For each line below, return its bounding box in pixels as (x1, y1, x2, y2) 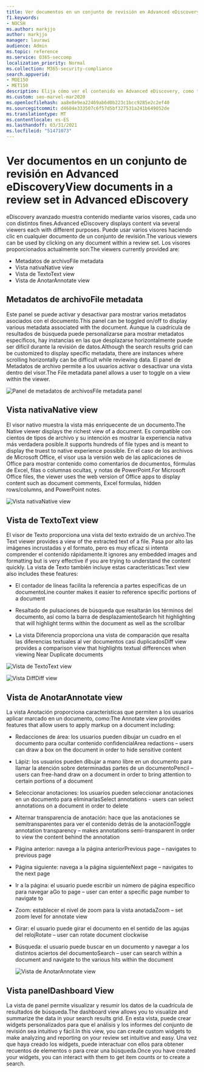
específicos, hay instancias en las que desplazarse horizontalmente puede (6, 336, 193, 344)
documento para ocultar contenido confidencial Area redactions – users (15, 740, 194, 747)
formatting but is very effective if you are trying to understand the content (6, 557, 191, 564)
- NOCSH (6, 20, 26, 26)
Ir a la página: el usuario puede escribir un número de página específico (15, 882, 195, 889)
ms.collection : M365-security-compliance (6, 65, 113, 72)
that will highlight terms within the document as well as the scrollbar (15, 620, 185, 627)
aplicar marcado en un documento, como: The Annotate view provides (6, 715, 181, 722)
